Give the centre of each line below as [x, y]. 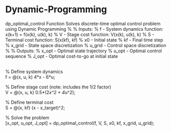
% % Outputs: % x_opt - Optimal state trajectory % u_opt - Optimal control [84, 51]
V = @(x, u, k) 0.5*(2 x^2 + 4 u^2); [40, 92]
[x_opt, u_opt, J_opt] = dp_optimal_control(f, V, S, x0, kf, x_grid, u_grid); [80, 123]
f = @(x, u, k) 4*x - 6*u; [30, 77]
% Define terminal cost [29, 102]
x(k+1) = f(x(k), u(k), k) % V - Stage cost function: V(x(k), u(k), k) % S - [80, 34]
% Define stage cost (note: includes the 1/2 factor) [58, 87]
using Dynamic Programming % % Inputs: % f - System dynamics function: [84, 29]
